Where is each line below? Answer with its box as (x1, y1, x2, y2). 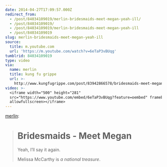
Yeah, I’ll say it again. (17, 147, 61, 153)
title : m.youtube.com (9, 44, 55, 49)
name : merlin (9, 67, 37, 72)
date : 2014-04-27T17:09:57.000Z (5, 7, 72, 12)
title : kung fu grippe (9, 72, 57, 77)
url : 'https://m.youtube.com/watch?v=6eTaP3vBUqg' (9, 49, 117, 54)
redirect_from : (5, 12, 37, 17)
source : (5, 40, 21, 45)
